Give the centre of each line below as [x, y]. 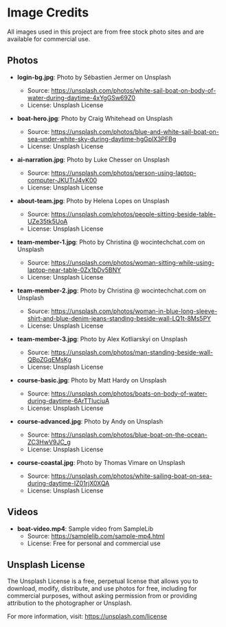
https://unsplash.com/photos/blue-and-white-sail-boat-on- [135, 131]
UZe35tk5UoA [47, 221]
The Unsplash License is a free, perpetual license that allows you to [103, 581]
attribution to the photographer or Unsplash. [70, 603]
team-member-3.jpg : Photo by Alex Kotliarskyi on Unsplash [102, 339]
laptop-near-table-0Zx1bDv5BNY [74, 270]
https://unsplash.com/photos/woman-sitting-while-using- [133, 262]
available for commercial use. [49, 38]
